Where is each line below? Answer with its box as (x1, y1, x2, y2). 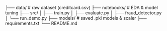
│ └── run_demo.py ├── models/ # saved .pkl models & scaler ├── (5, 15, 147, 21)
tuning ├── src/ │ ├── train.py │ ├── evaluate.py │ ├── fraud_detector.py (5, 10, 162, 16)
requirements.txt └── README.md (5, 20, 78, 26)
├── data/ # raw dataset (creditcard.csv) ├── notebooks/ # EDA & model (5, 5, 158, 10)
